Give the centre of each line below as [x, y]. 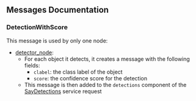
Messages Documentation [57, 10]
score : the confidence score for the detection [90, 78]
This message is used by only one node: [57, 40]
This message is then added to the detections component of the [105, 85]
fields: [32, 65]
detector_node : [34, 52]
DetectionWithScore [37, 27]
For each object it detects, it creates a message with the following [107, 59]
